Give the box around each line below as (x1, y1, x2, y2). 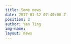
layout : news (5, 31, 32, 36)
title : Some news (5, 7, 41, 13)
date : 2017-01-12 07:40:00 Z (5, 12, 66, 17)
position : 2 (5, 17, 30, 22)
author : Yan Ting (5, 21, 41, 27)
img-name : (5, 26, 26, 31)
